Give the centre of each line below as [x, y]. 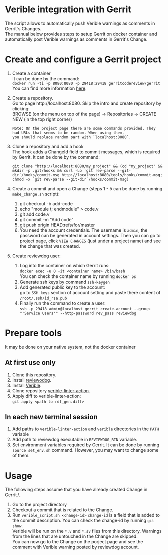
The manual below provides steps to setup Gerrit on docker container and [81, 34]
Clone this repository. [34, 375]
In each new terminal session [52, 417]
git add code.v [35, 214]
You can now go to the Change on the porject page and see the [78, 542]
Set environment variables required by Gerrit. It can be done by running [86, 445]
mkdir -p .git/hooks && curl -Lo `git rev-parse [64, 171]
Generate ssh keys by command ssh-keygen [65, 282]
